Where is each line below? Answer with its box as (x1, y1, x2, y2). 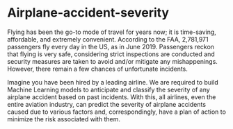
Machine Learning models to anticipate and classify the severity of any (7, 85, 210, 94)
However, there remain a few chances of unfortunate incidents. (7, 64, 188, 73)
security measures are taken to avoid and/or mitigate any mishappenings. (7, 57, 218, 65)
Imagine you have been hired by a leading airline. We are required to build (7, 78, 219, 86)
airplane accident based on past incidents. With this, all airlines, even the (7, 92, 216, 101)
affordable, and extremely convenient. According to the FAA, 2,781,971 (7, 35, 209, 43)
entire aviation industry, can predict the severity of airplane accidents (7, 100, 207, 108)
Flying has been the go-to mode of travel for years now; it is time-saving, (7, 28, 217, 36)
